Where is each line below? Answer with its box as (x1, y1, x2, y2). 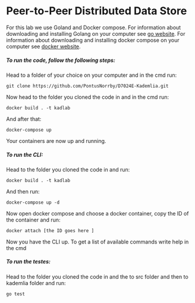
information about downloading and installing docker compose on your (6, 36, 180, 43)
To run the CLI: (6, 151, 43, 158)
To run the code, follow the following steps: (6, 57, 116, 64)
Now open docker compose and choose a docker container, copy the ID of (6, 210, 189, 217)
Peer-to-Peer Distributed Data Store (6, 4, 187, 18)
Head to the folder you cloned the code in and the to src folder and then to (6, 273, 188, 280)
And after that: (6, 115, 42, 123)
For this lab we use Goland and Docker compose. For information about (6, 24, 181, 31)
